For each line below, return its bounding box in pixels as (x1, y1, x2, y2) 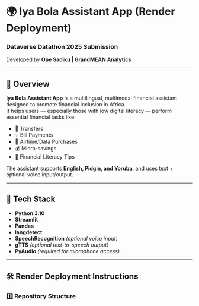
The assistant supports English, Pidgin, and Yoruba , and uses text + (6, 165, 174, 172)
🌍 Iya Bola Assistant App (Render (6, 5, 176, 18)
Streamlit (14, 216, 38, 223)
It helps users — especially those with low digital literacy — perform (6, 108, 172, 115)
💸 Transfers (14, 125, 43, 133)
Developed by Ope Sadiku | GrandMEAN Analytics (6, 56, 131, 63)
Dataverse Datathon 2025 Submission (6, 43, 118, 51)
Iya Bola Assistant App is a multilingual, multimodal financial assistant (6, 94, 178, 102)
